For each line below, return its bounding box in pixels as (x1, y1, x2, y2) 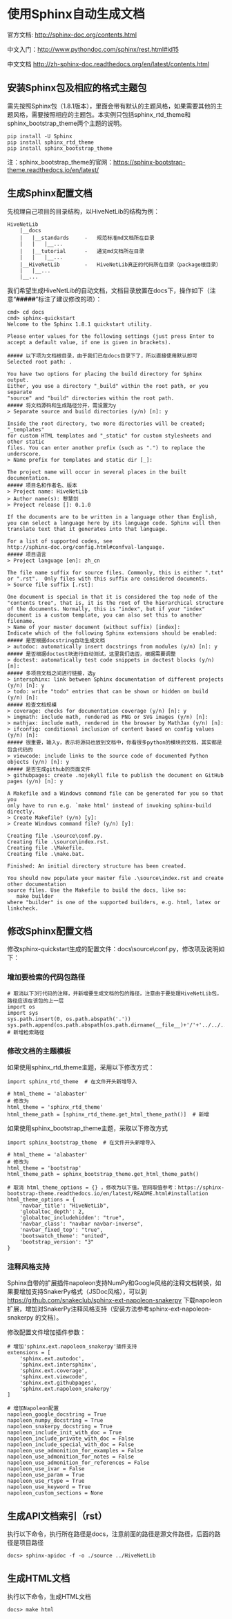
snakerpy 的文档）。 (7, 1313, 63, 1322)
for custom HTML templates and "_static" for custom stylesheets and (7, 432, 212, 439)
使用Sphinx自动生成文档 (7, 6, 145, 22)
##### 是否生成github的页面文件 (7, 765, 91, 773)
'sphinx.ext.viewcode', (19, 1374, 88, 1381)
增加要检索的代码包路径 (7, 973, 85, 982)
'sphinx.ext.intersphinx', (19, 1361, 97, 1369)
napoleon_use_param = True (7, 1472, 85, 1479)
